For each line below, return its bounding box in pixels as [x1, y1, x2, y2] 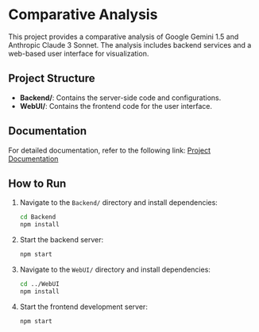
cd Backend [19, 213, 56, 222]
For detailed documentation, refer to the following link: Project [8, 145, 211, 155]
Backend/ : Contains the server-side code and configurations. [19, 93, 222, 102]
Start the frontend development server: [19, 302, 149, 311]
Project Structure [8, 71, 95, 85]
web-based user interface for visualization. [8, 48, 149, 58]
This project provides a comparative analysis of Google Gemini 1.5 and [8, 32, 239, 41]
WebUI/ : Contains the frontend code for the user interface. [19, 101, 213, 110]
